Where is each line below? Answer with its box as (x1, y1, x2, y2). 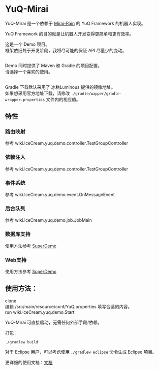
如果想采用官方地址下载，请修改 (5, 90, 70, 96)
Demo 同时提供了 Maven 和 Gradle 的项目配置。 (5, 63, 102, 68)
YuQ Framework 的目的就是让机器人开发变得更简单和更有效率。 (5, 31, 134, 36)
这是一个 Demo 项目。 (5, 41, 50, 47)
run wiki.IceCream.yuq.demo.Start (5, 309, 75, 315)
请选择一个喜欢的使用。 (5, 69, 53, 75)
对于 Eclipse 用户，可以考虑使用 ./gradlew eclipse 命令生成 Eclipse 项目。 (5, 349, 157, 355)
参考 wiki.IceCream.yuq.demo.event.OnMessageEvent (5, 192, 115, 198)
